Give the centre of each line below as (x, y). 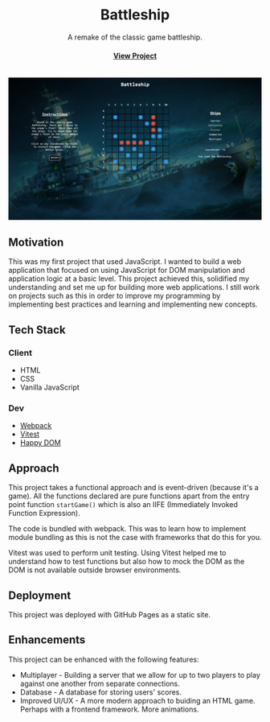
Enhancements (47, 640)
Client (20, 353)
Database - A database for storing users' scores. (101, 692)
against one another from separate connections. (100, 683)
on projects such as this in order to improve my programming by (115, 296)
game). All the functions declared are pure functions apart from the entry (129, 496)
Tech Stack (37, 330)
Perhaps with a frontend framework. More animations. (109, 709)
